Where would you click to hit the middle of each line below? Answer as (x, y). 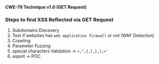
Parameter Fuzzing (31, 46)
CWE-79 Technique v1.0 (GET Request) (46, 7)
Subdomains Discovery (36, 30)
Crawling (21, 41)
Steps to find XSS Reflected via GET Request (59, 20)
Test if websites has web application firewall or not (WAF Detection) (83, 36)
